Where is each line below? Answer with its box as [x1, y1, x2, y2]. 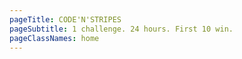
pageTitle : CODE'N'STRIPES [9, 14, 122, 25]
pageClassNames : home [9, 33, 100, 43]
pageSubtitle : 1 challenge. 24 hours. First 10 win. [9, 24, 234, 34]
